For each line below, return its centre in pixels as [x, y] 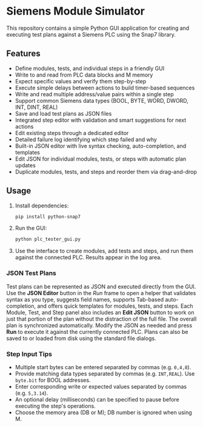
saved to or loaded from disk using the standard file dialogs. [81, 338]
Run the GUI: [31, 228]
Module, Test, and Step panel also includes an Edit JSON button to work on [100, 312]
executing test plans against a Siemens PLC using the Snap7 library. [91, 34]
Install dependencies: [42, 206]
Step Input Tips [29, 354]
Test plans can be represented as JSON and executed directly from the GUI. [101, 286]
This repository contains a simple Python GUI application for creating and [98, 28]
